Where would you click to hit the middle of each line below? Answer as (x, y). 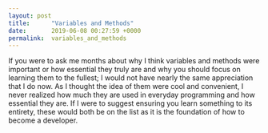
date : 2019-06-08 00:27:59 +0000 (75, 30)
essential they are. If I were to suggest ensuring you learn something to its (130, 103)
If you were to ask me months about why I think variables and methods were (134, 61)
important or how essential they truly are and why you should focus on (125, 70)
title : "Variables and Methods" (71, 23)
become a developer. (43, 120)
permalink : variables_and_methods (68, 38)
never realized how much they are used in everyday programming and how (132, 95)
